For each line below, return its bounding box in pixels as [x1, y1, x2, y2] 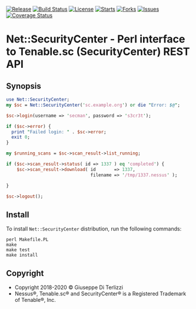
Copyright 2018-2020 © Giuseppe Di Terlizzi [14, 284, 124, 291]
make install [6, 252, 38, 258]
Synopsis [6, 81, 41, 91]
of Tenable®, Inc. [14, 297, 56, 303]
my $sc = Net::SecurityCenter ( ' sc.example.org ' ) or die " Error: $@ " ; [6, 102, 181, 108]
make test [6, 247, 31, 253]
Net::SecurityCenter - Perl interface [6, 32, 185, 46]
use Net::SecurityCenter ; [6, 97, 69, 103]
